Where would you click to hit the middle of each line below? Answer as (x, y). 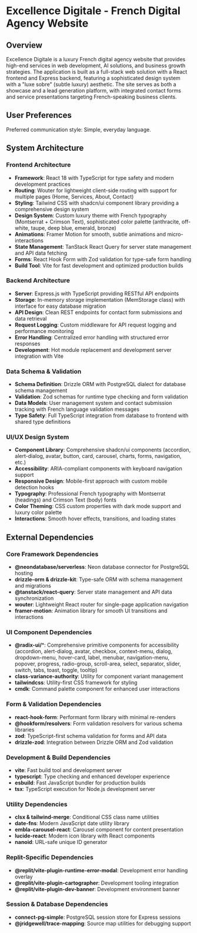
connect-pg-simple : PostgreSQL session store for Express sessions (98, 917)
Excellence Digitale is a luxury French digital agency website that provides (96, 59)
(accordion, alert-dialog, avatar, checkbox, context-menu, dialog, (93, 651)
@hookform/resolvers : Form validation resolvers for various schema (98, 723)
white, (22, 228)
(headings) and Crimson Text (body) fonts (65, 500)
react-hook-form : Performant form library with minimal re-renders (95, 717)
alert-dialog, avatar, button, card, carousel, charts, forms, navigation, (98, 456)
